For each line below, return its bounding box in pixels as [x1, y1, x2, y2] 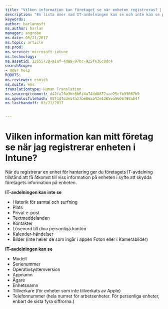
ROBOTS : [5, 73, 21, 78]
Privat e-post [12, 210, 40, 216]
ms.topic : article [5, 40, 43, 45]
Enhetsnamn [12, 282, 38, 288]
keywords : [5, 17, 26, 22]
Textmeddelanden [12, 215, 50, 221]
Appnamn [12, 272, 33, 278]
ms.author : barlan [5, 26, 43, 31]
